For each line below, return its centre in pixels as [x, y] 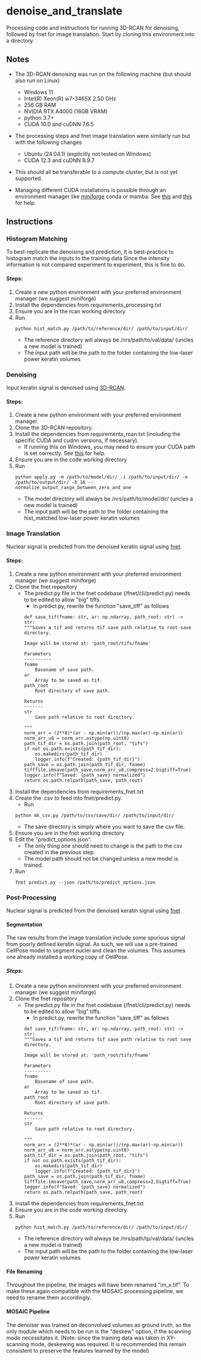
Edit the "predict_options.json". [53, 839]
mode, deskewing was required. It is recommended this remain [108, 1344]
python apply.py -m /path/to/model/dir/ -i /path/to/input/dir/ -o [101, 477]
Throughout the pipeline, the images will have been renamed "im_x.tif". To [98, 1285]
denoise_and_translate [64, 11]
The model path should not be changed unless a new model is [101, 858]
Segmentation [24, 924]
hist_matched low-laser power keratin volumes [82, 518]
